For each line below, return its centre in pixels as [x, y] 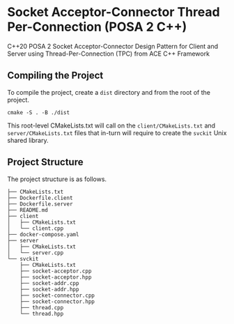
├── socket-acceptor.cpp [56, 271]
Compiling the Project [55, 76]
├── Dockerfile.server [40, 204]
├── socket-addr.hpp [49, 289]
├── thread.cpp [42, 307]
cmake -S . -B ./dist [39, 112]
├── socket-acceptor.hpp [56, 277]
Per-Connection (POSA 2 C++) [97, 27]
